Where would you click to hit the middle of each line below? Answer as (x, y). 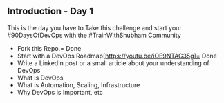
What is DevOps (40, 78)
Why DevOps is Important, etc (60, 92)
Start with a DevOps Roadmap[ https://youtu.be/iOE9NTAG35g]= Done (117, 56)
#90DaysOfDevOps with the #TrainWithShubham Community (94, 35)
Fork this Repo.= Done (49, 48)
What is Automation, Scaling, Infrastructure (78, 84)
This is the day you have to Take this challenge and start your (94, 27)
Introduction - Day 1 (50, 11)
